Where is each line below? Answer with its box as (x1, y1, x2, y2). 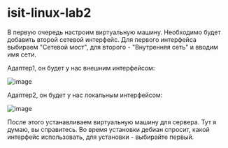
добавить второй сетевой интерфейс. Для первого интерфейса (7, 35, 197, 43)
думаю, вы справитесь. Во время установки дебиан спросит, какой (7, 125, 210, 133)
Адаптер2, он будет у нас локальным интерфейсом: (7, 91, 163, 99)
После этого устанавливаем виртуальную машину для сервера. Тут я (7, 117, 217, 126)
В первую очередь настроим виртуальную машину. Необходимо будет (7, 28, 221, 36)
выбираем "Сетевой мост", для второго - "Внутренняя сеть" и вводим (7, 43, 219, 51)
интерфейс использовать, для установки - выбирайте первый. (7, 133, 194, 141)
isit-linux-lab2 (7, 5, 92, 21)
